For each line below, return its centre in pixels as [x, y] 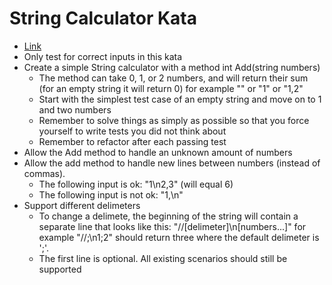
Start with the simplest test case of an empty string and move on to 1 [180, 99]
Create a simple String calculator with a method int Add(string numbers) [172, 67]
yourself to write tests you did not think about [132, 131]
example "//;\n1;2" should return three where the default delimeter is [179, 237]
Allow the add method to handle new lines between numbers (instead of [172, 163]
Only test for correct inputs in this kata [103, 56]
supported [60, 269]
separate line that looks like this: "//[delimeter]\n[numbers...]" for [172, 226]
